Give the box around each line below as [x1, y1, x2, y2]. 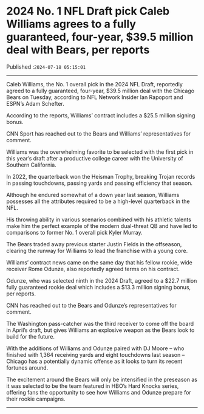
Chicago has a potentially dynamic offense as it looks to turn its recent [6, 357, 183, 365]
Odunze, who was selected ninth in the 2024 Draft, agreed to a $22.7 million [6, 277, 197, 284]
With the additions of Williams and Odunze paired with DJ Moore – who [6, 345, 185, 352]
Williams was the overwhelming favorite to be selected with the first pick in [6, 148, 194, 156]
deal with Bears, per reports [6, 43, 150, 57]
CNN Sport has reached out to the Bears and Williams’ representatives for [6, 129, 191, 137]
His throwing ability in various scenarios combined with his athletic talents [6, 216, 191, 223]
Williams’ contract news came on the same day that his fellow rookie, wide [6, 258, 192, 266]
